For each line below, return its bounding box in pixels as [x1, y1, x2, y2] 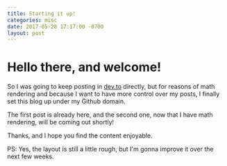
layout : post [7, 29, 45, 37]
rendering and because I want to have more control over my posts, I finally [7, 90, 220, 98]
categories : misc [7, 17, 58, 24]
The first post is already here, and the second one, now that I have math [7, 110, 213, 119]
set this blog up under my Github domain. [7, 97, 126, 106]
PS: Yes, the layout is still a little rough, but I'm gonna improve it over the [7, 145, 214, 153]
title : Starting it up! [7, 10, 76, 17]
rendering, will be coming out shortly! [7, 118, 115, 126]
